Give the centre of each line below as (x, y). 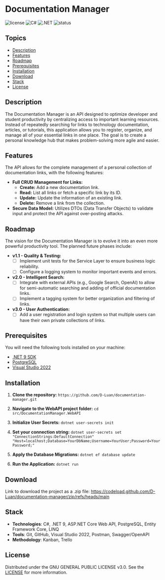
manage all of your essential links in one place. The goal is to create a (76, 135)
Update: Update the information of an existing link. (71, 198)
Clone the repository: (34, 395)
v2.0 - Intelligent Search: (38, 277)
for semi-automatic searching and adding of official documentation (88, 288)
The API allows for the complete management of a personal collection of (79, 167)
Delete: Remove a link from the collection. (62, 203)
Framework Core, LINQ (35, 529)
